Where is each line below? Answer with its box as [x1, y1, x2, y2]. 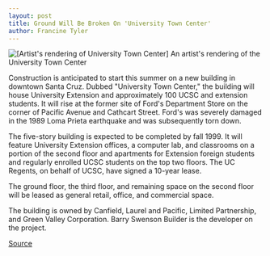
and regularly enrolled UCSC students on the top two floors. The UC [8, 157, 236, 167]
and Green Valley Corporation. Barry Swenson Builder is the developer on [8, 215, 253, 225]
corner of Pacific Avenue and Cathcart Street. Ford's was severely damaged [8, 107, 263, 117]
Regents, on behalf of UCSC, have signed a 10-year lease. [8, 166, 202, 176]
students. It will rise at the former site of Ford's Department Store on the [8, 99, 248, 109]
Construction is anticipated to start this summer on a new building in [8, 73, 236, 83]
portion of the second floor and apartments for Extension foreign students [8, 149, 255, 158]
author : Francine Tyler [8, 27, 89, 35]
